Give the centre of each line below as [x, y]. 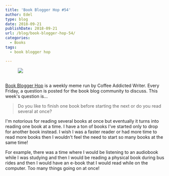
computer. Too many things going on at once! [52, 168]
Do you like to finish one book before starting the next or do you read [89, 106]
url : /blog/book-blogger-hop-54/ [40, 33]
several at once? [35, 111]
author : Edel [19, 15]
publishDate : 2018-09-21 [31, 29]
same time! [17, 142]
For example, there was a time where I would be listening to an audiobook [82, 152]
